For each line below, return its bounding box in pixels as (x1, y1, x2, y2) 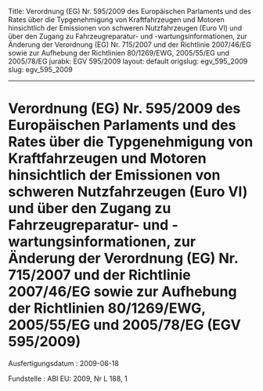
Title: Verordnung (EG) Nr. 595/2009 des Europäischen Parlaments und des (8, 7, 252, 16)
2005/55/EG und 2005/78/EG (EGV (8, 317, 241, 334)
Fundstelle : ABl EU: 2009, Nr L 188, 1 (8, 374, 128, 383)
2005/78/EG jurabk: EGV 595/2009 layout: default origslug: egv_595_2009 (8, 56, 248, 66)
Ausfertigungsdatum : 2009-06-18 (8, 358, 119, 367)
